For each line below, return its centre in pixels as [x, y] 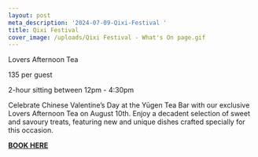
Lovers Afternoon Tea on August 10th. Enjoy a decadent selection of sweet [129, 114]
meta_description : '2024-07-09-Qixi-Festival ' [88, 23]
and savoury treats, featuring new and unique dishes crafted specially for [127, 122]
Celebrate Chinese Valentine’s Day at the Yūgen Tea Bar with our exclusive [129, 105]
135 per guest [30, 75]
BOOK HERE [28, 145]
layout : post [29, 15]
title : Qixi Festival [44, 30]
